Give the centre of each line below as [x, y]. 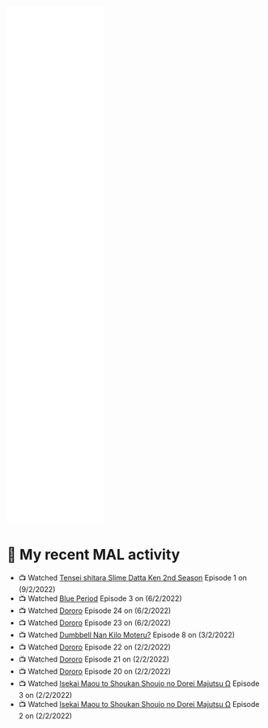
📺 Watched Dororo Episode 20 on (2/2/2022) [94, 671]
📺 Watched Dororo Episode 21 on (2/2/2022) [94, 659]
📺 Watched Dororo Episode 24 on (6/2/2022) [95, 611]
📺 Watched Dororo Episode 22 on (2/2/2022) [94, 647]
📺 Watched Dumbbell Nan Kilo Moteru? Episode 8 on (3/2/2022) [127, 635]
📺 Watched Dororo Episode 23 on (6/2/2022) [94, 623]
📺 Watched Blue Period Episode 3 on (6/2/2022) [100, 598]
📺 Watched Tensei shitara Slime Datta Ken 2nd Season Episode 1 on [132, 577]
